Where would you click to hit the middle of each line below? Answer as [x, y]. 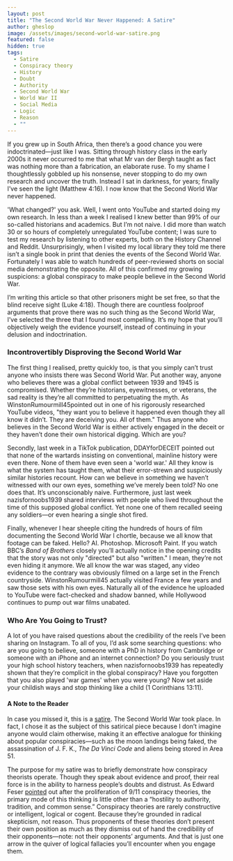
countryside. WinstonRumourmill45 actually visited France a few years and [114, 580]
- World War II [35, 98]
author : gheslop [31, 27]
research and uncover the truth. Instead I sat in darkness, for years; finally [113, 181]
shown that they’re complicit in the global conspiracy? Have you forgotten [113, 673]
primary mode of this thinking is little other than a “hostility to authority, [109, 800]
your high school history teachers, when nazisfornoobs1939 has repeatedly [115, 665]
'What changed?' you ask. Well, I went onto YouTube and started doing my [114, 209]
